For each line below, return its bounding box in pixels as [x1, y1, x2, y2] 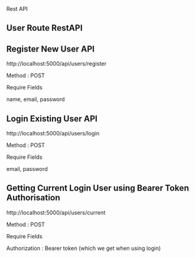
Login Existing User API [6, 113, 98, 124]
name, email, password [6, 96, 66, 103]
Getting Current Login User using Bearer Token [6, 183, 189, 194]
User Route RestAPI [6, 23, 83, 33]
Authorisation [6, 192, 61, 203]
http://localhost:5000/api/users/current [6, 208, 106, 216]
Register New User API [6, 44, 95, 54]
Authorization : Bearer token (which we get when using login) [6, 245, 161, 252]
